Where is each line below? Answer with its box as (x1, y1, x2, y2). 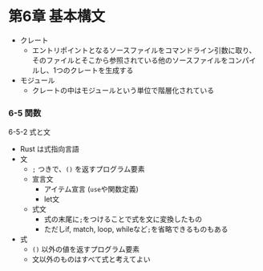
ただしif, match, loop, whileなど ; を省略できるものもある (43, 224, 229, 234)
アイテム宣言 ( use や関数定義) (43, 184, 139, 194)
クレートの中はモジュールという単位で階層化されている (31, 85, 215, 95)
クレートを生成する (70, 65, 134, 75)
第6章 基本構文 (8, 7, 106, 26)
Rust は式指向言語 (19, 144, 79, 154)
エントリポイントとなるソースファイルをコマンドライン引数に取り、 (31, 45, 257, 55)
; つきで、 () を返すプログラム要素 (31, 164, 146, 174)
